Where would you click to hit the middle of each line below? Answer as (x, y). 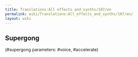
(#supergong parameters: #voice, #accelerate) (52, 50)
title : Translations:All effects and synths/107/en (58, 9)
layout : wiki (18, 18)
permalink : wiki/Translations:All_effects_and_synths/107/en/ (69, 14)
